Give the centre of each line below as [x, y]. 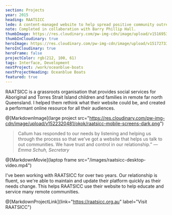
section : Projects [25, 10]
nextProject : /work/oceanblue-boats [44, 67]
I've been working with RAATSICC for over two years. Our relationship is [81, 175]
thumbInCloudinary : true [32, 39]
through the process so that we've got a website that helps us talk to [90, 139]
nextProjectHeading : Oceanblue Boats [46, 73]
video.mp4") [18, 165]
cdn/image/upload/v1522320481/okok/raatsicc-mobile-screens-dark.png [83, 123]
